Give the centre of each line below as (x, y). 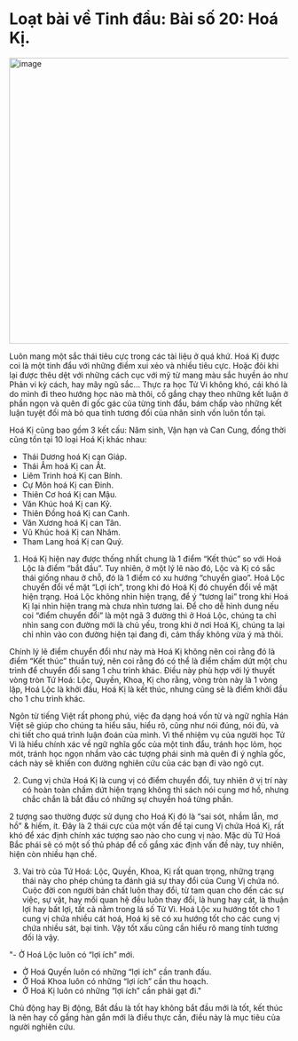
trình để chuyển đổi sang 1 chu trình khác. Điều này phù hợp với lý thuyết (142, 670)
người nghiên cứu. (42, 1027)
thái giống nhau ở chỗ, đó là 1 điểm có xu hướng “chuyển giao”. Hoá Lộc (153, 577)
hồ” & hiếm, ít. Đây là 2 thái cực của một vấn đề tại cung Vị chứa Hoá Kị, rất (147, 825)
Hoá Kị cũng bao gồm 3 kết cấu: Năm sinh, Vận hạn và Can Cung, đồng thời (148, 430)
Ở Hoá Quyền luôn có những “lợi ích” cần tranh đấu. (117, 972)
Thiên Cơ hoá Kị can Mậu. (69, 494)
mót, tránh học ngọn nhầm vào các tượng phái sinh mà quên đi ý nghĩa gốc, (148, 753)
